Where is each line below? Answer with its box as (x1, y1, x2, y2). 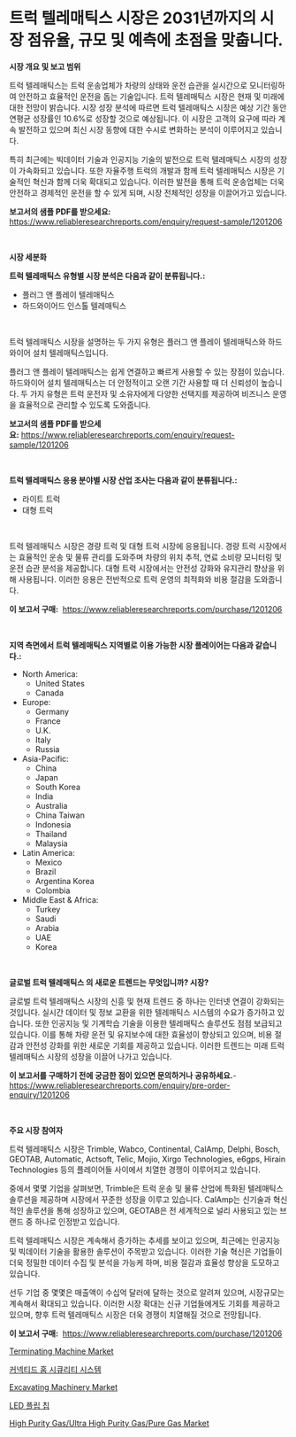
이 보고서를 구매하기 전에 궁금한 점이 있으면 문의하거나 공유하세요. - (9, 1069, 237, 1081)
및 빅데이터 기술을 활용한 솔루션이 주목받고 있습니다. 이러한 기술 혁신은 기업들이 (9, 1246, 283, 1256)
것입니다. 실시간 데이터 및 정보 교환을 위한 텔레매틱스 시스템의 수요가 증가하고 (9, 1006, 276, 1017)
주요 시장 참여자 (9, 1124, 64, 1135)
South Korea (34, 781, 81, 792)
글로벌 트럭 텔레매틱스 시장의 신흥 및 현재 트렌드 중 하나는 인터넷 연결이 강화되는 (9, 996, 285, 1006)
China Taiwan (34, 810, 86, 820)
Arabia (34, 922, 60, 933)
